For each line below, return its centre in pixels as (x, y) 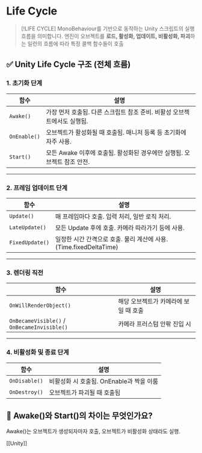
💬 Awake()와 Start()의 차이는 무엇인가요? (80, 415)
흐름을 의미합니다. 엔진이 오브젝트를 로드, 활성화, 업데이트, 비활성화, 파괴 (106, 36)
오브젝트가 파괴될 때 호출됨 (85, 392)
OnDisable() (26, 381)
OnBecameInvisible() (38, 328)
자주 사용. (59, 141)
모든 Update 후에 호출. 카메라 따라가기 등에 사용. (120, 227)
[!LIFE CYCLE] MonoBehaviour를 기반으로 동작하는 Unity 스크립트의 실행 (108, 28)
